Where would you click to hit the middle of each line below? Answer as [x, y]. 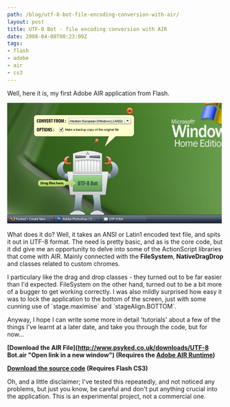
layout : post [26, 22]
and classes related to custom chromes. [64, 263]
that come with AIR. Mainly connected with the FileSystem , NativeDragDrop [115, 256]
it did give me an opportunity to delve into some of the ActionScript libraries [114, 249]
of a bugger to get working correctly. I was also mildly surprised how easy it [114, 291]
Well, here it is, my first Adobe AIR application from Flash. [88, 93]
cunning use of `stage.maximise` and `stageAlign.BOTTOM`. [92, 306]
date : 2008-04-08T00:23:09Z [47, 36]
